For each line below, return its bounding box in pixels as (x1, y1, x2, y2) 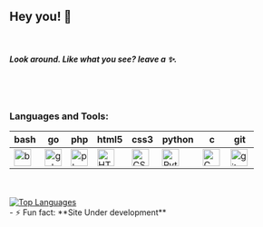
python (161, 133, 194, 146)
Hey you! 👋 (9, 9, 73, 25)
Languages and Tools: (9, 110, 109, 123)
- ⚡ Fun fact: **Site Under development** (9, 207, 167, 218)
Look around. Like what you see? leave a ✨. (9, 54, 178, 64)
